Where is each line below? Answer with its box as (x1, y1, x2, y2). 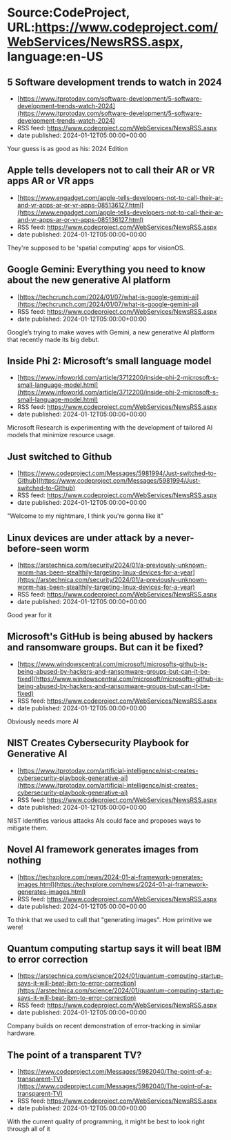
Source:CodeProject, (7, 5, 130, 21)
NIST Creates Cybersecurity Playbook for (7, 737, 190, 749)
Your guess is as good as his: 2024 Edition (7, 145, 128, 152)
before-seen (7, 543, 62, 554)
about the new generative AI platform (7, 274, 171, 286)
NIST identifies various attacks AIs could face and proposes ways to (7, 816, 201, 825)
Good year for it (7, 611, 52, 619)
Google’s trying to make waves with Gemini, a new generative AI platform (7, 328, 215, 336)
